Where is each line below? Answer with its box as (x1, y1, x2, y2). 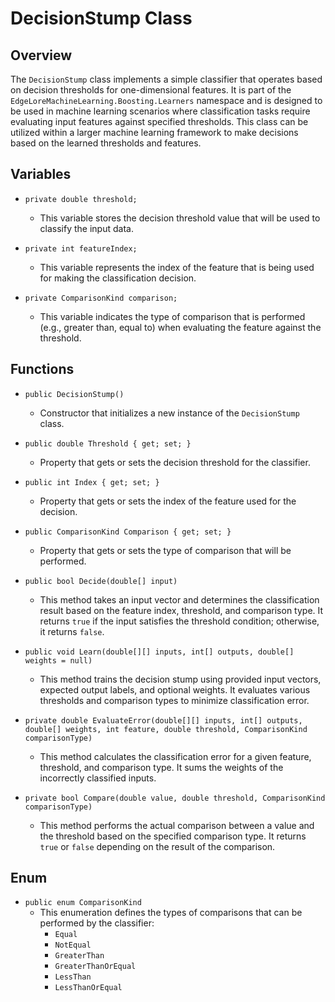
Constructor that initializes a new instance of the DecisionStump (39, 407, 300, 419)
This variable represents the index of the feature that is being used (39, 261, 315, 273)
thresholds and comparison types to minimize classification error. (39, 694, 310, 706)
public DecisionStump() (24, 389, 125, 399)
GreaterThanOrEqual (54, 962, 137, 972)
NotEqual (54, 940, 92, 951)
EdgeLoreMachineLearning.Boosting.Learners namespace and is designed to (10, 95, 323, 106)
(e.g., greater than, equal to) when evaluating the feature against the (39, 321, 322, 333)
